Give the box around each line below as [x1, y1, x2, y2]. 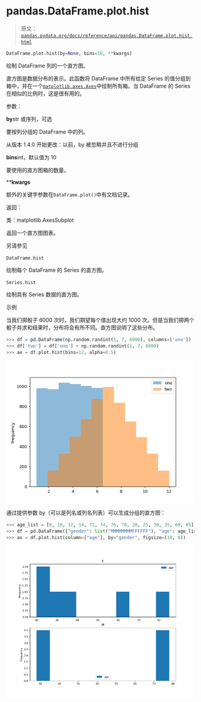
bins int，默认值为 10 [6, 153, 57, 160]
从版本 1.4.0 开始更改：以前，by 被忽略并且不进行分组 [6, 141, 139, 148]
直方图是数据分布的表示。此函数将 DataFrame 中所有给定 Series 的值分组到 [6, 75, 191, 82]
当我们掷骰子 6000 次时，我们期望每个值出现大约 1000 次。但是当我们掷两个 [6, 316, 195, 323]
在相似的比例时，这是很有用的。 [6, 90, 85, 97]
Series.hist [6, 279, 36, 285]
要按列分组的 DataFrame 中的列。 [6, 128, 89, 135]
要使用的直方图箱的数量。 [6, 166, 69, 174]
